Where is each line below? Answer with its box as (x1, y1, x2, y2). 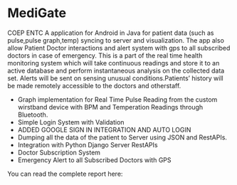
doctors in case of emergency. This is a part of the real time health (7, 51, 203, 60)
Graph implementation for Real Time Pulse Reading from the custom (17, 95, 218, 104)
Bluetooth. (17, 110, 48, 119)
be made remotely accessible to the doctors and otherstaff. (7, 81, 181, 90)
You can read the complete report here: (7, 169, 123, 178)
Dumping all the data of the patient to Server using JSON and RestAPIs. (17, 133, 228, 142)
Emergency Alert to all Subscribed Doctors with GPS (17, 155, 172, 164)
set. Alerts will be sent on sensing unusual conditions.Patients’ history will (7, 73, 223, 83)
